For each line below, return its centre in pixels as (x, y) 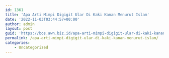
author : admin (20, 24)
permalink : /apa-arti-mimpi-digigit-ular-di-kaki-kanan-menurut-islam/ (82, 38)
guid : (11, 33)
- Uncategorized (31, 47)
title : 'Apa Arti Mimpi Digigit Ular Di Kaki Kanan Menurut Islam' (77, 15)
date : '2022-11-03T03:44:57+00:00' (43, 19)
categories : (18, 43)
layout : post (19, 29)
